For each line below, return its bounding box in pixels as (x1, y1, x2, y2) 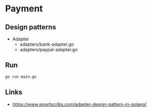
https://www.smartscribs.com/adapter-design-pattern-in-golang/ (12, 101, 147, 107)
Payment (5, 3, 43, 14)
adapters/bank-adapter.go (19, 41, 74, 47)
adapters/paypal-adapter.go (19, 47, 78, 52)
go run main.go (5, 74, 37, 79)
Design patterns (5, 23, 56, 31)
